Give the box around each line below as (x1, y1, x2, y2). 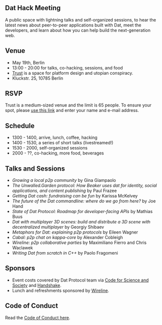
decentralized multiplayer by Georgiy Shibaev (12, 224, 104, 230)
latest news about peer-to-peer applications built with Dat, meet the (5, 22, 142, 28)
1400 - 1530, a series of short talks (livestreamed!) (12, 140, 114, 146)
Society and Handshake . (12, 282, 62, 288)
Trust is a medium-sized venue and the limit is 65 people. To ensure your (5, 102, 152, 108)
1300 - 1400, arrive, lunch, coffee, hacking (12, 134, 98, 141)
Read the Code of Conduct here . (5, 315, 71, 321)
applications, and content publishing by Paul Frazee (12, 188, 117, 194)
